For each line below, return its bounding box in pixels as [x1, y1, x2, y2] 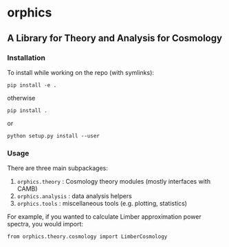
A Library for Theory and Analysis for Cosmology [7, 32, 222, 44]
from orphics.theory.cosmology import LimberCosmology [7, 233, 168, 240]
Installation [7, 53, 46, 63]
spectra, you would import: [7, 220, 84, 228]
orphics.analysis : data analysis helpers [17, 192, 132, 200]
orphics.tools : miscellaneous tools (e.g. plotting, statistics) [17, 200, 188, 208]
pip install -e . [7, 81, 57, 89]
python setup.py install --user [7, 132, 100, 139]
